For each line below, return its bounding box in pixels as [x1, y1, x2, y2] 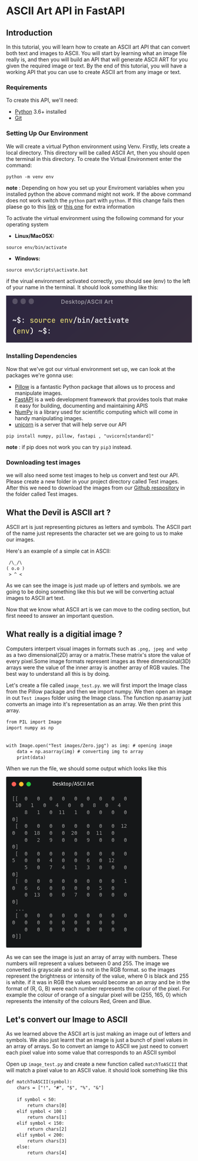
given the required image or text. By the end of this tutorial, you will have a [6, 62, 187, 69]
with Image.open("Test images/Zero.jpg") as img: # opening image [6, 743, 173, 749]
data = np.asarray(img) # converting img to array [16, 749, 144, 754]
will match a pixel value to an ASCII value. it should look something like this [6, 1067, 188, 1074]
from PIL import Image [6, 719, 62, 725]
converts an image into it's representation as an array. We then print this [6, 700, 181, 708]
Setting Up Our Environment [6, 129, 88, 137]
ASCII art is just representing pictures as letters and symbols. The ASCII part [6, 523, 192, 530]
